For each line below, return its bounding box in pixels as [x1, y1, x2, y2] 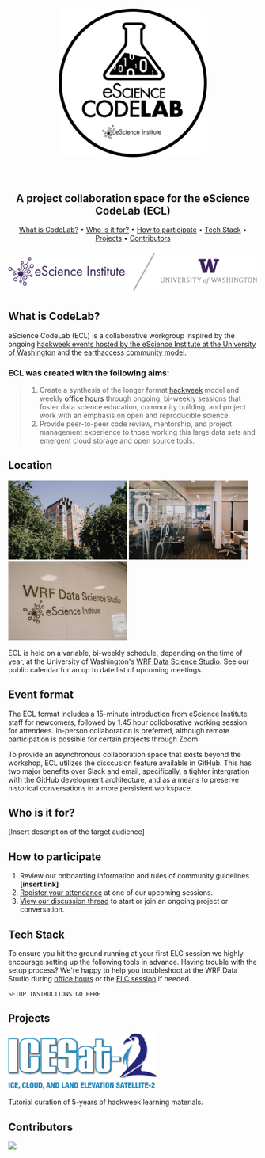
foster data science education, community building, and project [39, 402, 247, 411]
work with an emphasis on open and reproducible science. [39, 410, 231, 420]
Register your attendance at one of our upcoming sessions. [19, 888, 214, 897]
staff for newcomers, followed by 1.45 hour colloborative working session [8, 717, 248, 727]
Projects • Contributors [94, 234, 172, 242]
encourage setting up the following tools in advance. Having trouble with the [8, 958, 257, 966]
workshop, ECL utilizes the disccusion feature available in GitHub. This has [8, 758, 252, 768]
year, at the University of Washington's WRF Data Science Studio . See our [8, 657, 249, 666]
